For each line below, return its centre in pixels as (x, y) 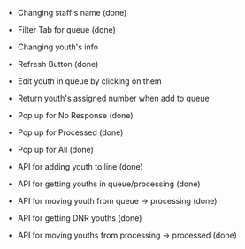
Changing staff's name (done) (72, 13)
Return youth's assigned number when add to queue (113, 98)
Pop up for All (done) (56, 150)
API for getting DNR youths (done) (80, 218)
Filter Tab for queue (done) (67, 30)
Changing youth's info (58, 47)
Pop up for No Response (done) (75, 115)
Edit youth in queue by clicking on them (89, 81)
